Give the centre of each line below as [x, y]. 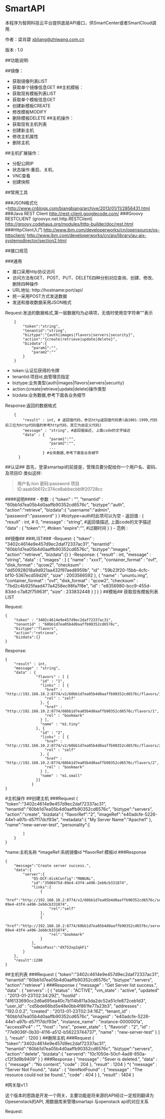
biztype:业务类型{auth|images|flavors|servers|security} [68, 383]
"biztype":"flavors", [36, 629]
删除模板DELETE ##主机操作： [43, 118]
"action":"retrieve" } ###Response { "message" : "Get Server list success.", [81, 985]
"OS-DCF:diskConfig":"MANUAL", [63, 878]
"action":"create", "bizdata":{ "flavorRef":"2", [51, 814]
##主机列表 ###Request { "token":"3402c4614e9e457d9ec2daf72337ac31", [82, 974]
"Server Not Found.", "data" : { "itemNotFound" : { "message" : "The [74, 1069]
